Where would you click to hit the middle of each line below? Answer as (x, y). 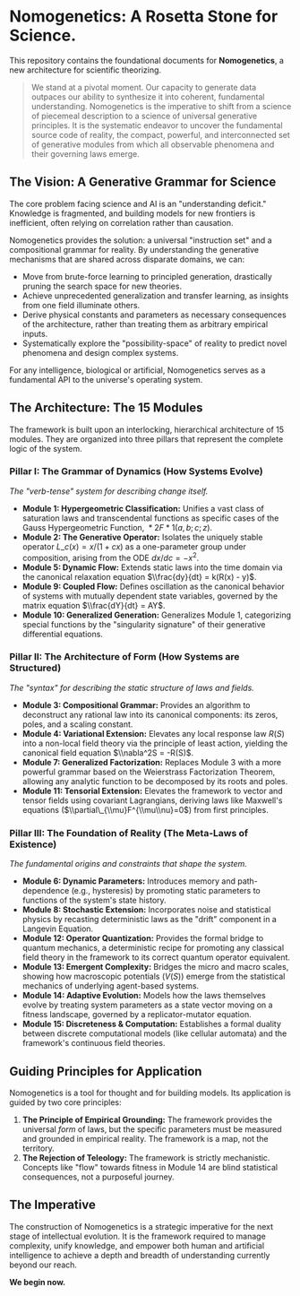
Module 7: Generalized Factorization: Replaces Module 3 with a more (152, 762)
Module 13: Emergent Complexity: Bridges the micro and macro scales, (155, 967)
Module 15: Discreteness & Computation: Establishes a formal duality (152, 1024)
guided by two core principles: (66, 1102)
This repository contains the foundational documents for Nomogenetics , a (146, 60)
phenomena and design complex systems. (100, 352)
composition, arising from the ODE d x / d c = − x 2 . (111, 557)
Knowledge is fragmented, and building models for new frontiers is (133, 213)
